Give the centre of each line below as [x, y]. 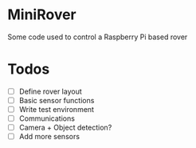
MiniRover [42, 15]
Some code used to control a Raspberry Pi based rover [98, 37]
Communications [47, 118]
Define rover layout [51, 91]
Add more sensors [49, 137]
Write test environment [57, 109]
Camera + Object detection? [65, 128]
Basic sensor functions [57, 100]
